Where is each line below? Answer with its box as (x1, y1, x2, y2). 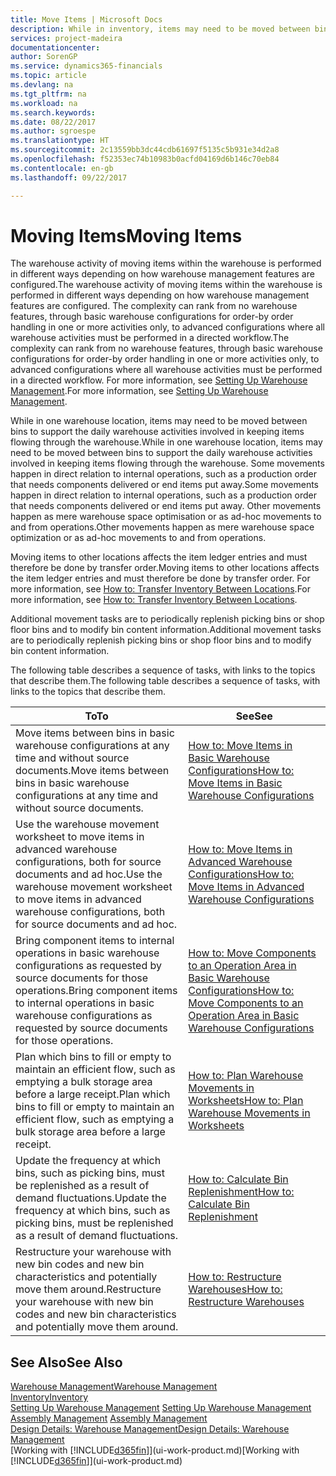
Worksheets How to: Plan (188, 1094, 304, 1108)
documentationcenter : (10, 42, 101, 53)
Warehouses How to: (188, 1282, 283, 1296)
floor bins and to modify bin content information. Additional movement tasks (10, 624, 322, 636)
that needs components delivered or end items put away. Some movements (10, 479, 319, 491)
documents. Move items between (15, 764, 170, 778)
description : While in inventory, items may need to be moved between (10, 24, 311, 34)
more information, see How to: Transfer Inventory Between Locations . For (10, 583, 312, 595)
